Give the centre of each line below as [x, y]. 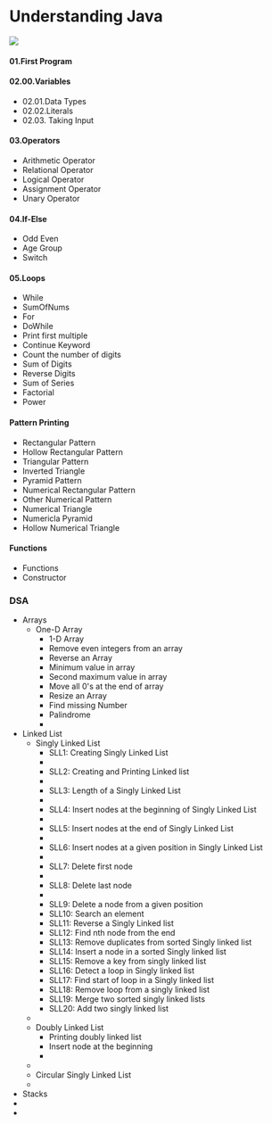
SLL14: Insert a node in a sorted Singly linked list [138, 952]
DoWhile [37, 326]
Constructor [44, 577]
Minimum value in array [92, 667]
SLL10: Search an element [96, 914]
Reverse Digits [49, 374]
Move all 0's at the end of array [106, 686]
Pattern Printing [39, 422]
